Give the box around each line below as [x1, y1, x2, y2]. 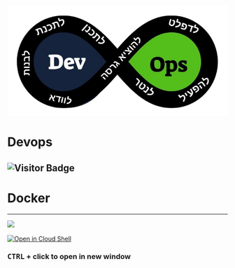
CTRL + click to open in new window [7, 252, 131, 262]
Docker [7, 190, 50, 206]
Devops [7, 134, 53, 150]
